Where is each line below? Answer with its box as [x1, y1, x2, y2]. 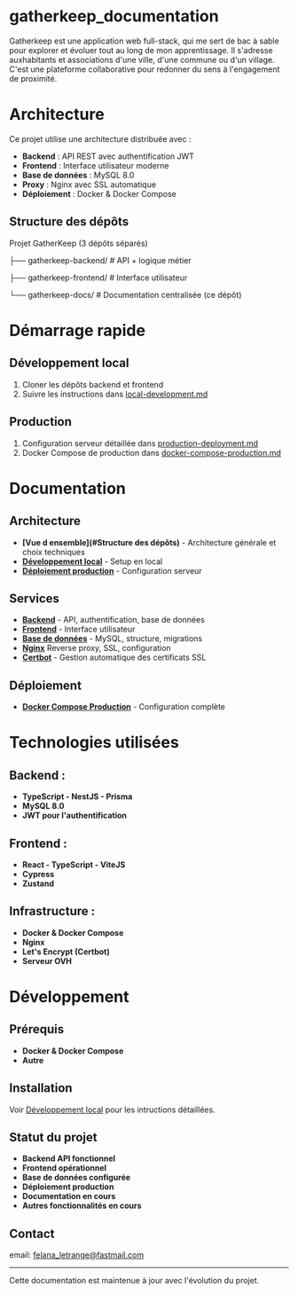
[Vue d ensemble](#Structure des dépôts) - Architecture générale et [21, 537, 277, 547]
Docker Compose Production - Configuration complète [21, 702, 226, 712]
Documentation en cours [21, 1191, 116, 1202]
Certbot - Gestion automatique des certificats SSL [21, 652, 207, 663]
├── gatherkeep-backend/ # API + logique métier [9, 255, 192, 265]
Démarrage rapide [9, 320, 146, 341]
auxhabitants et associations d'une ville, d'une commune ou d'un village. [9, 54, 275, 65]
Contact [9, 1226, 55, 1241]
